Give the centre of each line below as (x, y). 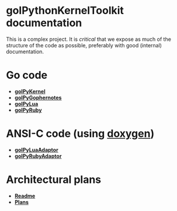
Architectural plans (54, 179)
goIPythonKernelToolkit (65, 11)
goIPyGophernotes (38, 98)
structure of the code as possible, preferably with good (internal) (84, 45)
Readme (25, 196)
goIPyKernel (30, 91)
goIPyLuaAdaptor (36, 150)
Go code (27, 75)
